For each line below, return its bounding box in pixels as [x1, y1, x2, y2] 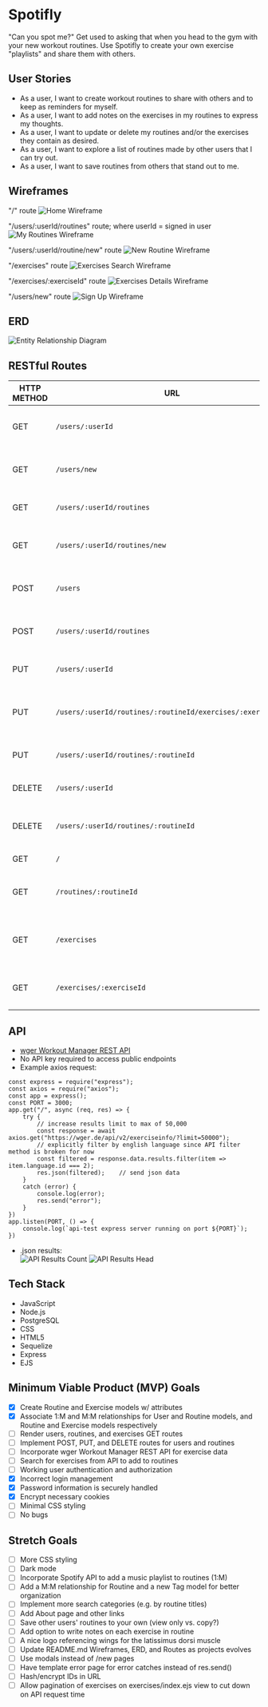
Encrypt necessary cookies [19, 1492, 110, 1502]
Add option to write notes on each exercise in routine [19, 1626, 195, 1636]
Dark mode [19, 1564, 57, 1574]
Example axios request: [19, 1062, 97, 1072]
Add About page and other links [19, 1608, 125, 1618]
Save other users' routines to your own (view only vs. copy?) [19, 1618, 219, 1627]
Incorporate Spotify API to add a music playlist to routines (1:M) [19, 1573, 228, 1582]
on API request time [19, 1689, 85, 1699]
